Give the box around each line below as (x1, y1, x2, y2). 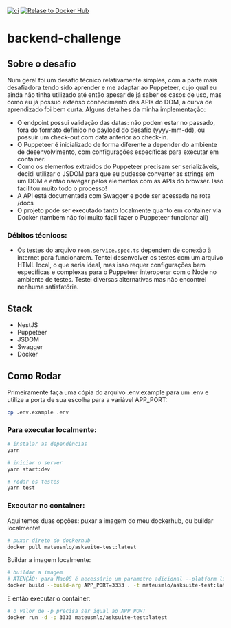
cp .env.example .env (7, 409, 69, 416)
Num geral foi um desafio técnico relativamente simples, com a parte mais (7, 76, 218, 84)
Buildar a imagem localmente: (7, 556, 91, 564)
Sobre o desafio (7, 58, 77, 69)
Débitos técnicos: (7, 230, 67, 240)
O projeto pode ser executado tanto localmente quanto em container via (16, 206, 221, 214)
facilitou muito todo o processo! (16, 184, 107, 192)
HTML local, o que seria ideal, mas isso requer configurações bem (16, 261, 206, 269)
